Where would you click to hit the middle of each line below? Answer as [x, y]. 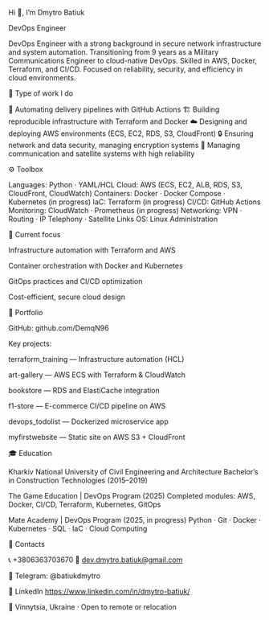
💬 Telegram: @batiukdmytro [55, 576]
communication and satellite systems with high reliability [102, 154]
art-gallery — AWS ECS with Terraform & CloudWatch [97, 375]
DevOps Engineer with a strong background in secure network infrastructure [135, 43]
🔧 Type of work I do [41, 93]
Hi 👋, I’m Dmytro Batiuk [47, 12]
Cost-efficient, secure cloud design [67, 297]
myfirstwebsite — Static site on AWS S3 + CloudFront [97, 437]
